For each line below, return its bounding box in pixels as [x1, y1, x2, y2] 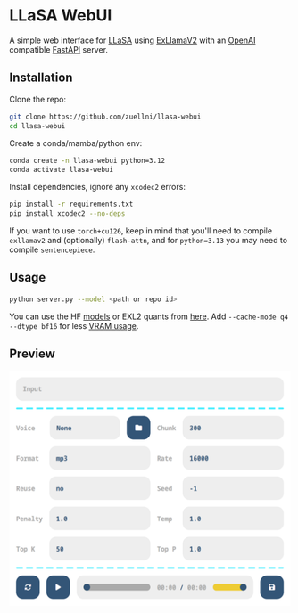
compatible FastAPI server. [9, 44, 109, 54]
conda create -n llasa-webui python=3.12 [9, 156, 166, 165]
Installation [9, 70, 73, 86]
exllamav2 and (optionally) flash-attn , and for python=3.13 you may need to [9, 235, 288, 245]
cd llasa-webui [9, 121, 66, 130]
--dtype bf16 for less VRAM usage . [9, 320, 139, 331]
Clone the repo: [9, 94, 67, 104]
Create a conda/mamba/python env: [9, 137, 143, 148]
